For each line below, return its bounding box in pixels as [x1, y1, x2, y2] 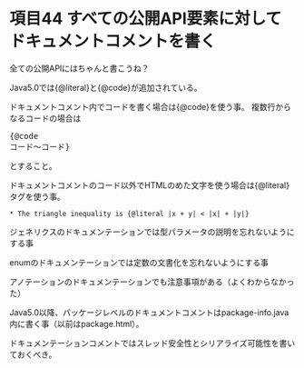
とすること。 [9, 160, 57, 171]
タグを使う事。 [9, 191, 65, 202]
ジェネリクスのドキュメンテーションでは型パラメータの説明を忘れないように [9, 226, 295, 237]
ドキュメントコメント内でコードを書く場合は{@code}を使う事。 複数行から [9, 101, 292, 112]
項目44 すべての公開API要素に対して [9, 8, 282, 29]
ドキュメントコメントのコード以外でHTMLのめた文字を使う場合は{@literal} [9, 179, 290, 191]
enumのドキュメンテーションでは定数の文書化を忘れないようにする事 [9, 256, 270, 268]
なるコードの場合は [9, 113, 82, 124]
